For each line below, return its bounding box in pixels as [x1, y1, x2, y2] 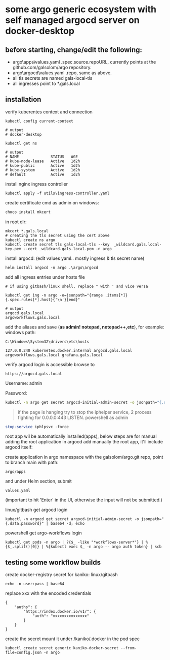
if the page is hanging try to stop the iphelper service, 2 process [17, 409, 152, 415]
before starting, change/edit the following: [5, 45, 143, 54]
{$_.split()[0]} [5, 544, 39, 550]
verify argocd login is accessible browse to [5, 361, 95, 367]
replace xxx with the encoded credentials [5, 590, 92, 596]
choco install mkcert [5, 209, 51, 215]
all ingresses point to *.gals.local [12, 80, 80, 86]
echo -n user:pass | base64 [5, 581, 65, 587]
